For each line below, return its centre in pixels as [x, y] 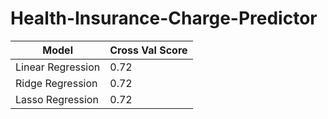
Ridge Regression [56, 83]
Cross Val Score [148, 50]
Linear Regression [58, 67]
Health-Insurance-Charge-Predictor [164, 18]
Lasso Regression [57, 99]
